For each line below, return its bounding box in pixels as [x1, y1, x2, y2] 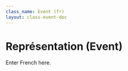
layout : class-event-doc [5, 14, 67, 20]
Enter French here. [5, 59, 51, 66]
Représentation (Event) [5, 40, 123, 53]
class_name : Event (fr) [5, 8, 65, 15]
